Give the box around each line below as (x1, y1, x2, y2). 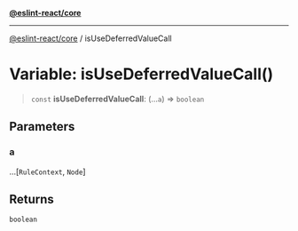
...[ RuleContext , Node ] (9, 166, 86, 177)
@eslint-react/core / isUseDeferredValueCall (9, 33, 172, 44)
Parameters (9, 119, 75, 134)
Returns (9, 192, 55, 207)
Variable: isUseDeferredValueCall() (9, 64, 274, 84)
